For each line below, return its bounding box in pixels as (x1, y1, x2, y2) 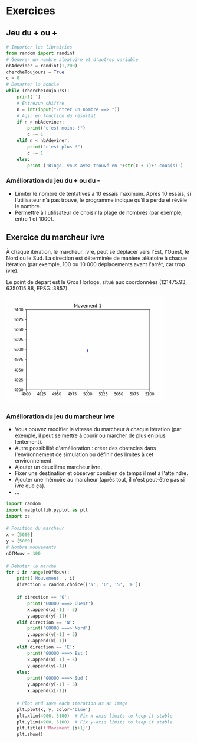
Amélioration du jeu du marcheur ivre (6, 412, 115, 421)
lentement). (14, 438, 43, 445)
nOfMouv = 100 (6, 550, 41, 557)
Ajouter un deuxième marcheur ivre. (14, 463, 102, 470)
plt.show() (17, 732, 44, 738)
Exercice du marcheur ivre (6, 232, 105, 243)
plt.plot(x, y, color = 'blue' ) (17, 706, 91, 712)
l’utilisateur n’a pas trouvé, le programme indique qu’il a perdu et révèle (14, 196, 188, 203)
